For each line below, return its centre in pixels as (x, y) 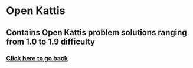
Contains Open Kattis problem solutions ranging (97, 33)
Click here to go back (37, 58)
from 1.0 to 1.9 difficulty (51, 41)
